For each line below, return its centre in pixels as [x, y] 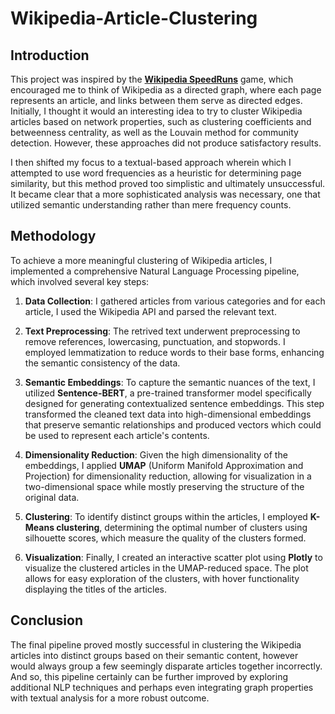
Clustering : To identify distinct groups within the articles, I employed [166, 516]
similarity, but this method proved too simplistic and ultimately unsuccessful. [168, 183]
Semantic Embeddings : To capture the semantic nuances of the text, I [170, 382]
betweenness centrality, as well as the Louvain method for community [154, 132]
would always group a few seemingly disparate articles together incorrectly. [166, 666]
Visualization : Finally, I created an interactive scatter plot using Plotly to [173, 557]
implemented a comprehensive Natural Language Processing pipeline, [155, 271]
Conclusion [47, 620]
